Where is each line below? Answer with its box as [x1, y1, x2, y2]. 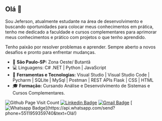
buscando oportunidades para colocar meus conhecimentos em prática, [5, 23, 154, 29]
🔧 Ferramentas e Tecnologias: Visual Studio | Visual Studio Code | [12, 71, 150, 77]
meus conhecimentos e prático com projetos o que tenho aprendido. [5, 34, 146, 40]
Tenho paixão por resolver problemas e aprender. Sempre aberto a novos [5, 43, 156, 50]
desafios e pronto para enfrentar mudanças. [5, 49, 96, 55]
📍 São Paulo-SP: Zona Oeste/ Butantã [12, 58, 91, 65]
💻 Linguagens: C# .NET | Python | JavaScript [12, 64, 106, 70]
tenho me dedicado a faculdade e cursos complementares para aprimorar [5, 28, 157, 35]
